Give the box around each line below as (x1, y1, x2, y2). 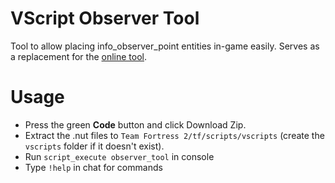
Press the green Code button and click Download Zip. (24, 118, 247, 131)
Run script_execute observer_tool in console (24, 150, 215, 162)
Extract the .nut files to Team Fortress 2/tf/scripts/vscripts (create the (24, 129, 325, 141)
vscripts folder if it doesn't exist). (24, 140, 165, 152)
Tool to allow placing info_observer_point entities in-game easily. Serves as (10, 40, 320, 52)
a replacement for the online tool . (10, 50, 148, 62)
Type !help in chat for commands (24, 161, 163, 173)
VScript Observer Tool (10, 7, 200, 30)
